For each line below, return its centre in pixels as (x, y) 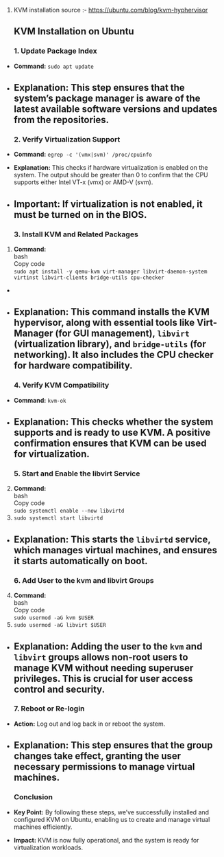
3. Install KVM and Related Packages (76, 234)
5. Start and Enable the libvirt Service (77, 474)
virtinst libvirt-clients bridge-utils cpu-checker (89, 278)
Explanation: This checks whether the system (113, 422)
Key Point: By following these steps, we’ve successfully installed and (111, 812)
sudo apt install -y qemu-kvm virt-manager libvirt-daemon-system (110, 272)
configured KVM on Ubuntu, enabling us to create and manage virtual (112, 819)
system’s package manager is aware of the (107, 99)
